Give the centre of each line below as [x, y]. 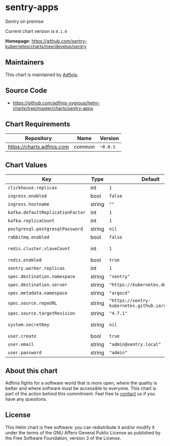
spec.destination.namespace [41, 277]
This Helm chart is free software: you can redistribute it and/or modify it [80, 427]
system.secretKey [29, 325]
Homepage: [18, 41]
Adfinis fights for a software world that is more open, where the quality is [81, 383]
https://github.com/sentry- [59, 41]
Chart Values [26, 165]
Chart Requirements [38, 124]
